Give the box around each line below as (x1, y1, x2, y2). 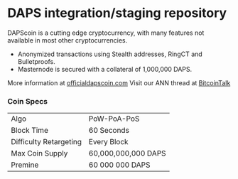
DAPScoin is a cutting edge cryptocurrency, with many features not (7, 28, 205, 37)
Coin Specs (7, 96, 48, 106)
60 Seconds (88, 126, 130, 136)
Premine (11, 160, 39, 170)
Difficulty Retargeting (11, 137, 82, 147)
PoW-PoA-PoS (88, 114, 140, 124)
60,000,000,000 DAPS (88, 148, 166, 158)
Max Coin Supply (11, 148, 68, 158)
